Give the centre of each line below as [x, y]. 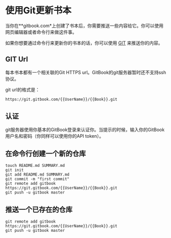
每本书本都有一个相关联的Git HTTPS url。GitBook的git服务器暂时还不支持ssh [86, 72]
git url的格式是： [22, 90]
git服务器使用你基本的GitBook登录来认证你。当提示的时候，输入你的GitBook [85, 129]
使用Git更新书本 [38, 10]
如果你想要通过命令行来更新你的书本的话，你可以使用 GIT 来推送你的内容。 [84, 43]
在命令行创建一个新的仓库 [45, 153]
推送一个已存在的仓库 [39, 210]
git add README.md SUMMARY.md [38, 175]
